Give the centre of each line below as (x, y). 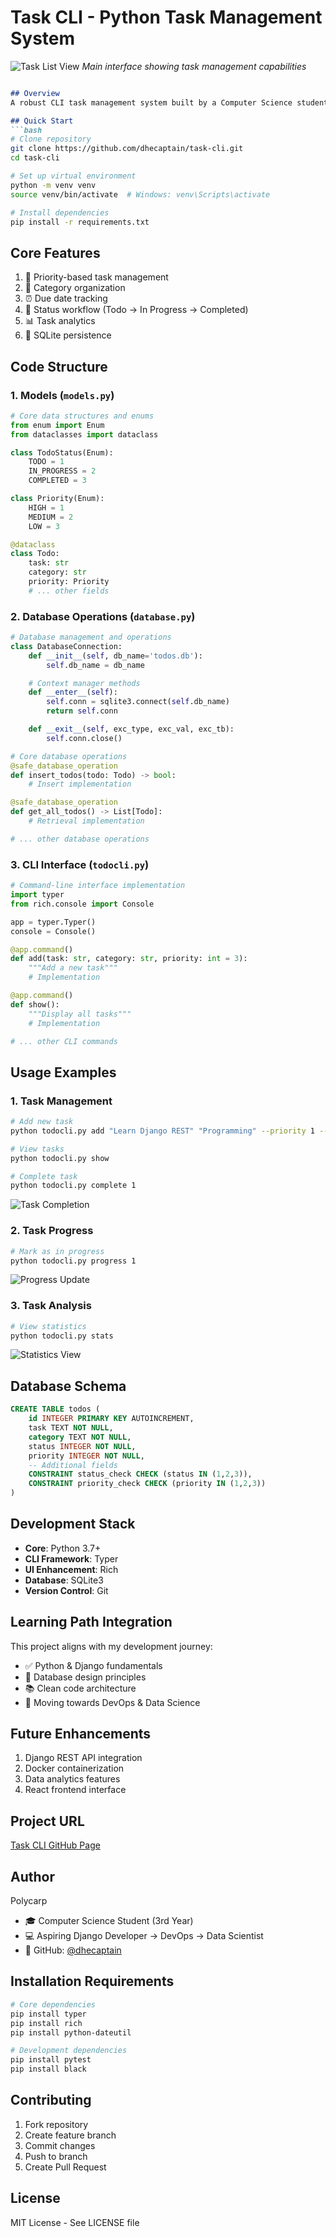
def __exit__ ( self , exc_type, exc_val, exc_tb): (131, 729)
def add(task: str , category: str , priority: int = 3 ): (129, 959)
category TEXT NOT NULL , (80, 1437)
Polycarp (29, 1901)
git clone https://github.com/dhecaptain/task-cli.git (127, 149)
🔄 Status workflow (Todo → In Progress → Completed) (136, 310)
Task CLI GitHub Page (55, 1845)
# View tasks (37, 1149)
